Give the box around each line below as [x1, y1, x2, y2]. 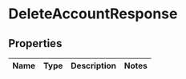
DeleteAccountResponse [8, 5, 178, 23]
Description [71, 61, 116, 71]
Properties [8, 37, 63, 50]
